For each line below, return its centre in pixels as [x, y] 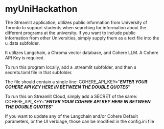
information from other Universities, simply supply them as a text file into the [82, 38]
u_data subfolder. [23, 43]
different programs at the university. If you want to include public [70, 33]
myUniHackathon [41, 9]
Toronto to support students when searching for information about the [76, 27]
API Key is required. [25, 57]
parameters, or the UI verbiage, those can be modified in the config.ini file [80, 121]
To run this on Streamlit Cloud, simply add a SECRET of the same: [71, 96]
